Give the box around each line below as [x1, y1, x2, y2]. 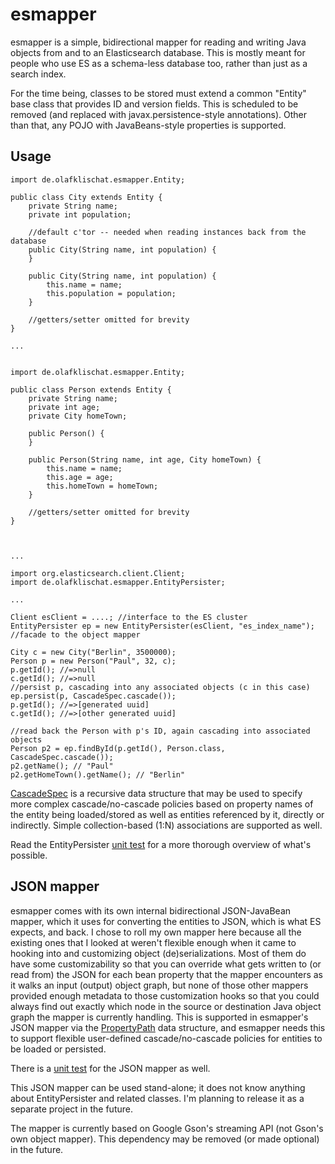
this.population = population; [46, 288, 177, 298]
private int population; [28, 209, 132, 220]
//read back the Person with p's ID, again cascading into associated [10, 726, 311, 736]
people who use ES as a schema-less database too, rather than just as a [10, 57, 308, 69]
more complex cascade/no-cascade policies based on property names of [10, 798, 314, 810]
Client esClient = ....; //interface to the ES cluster [10, 612, 248, 622]
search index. [10, 68, 67, 80]
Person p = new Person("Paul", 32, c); [10, 656, 177, 666]
